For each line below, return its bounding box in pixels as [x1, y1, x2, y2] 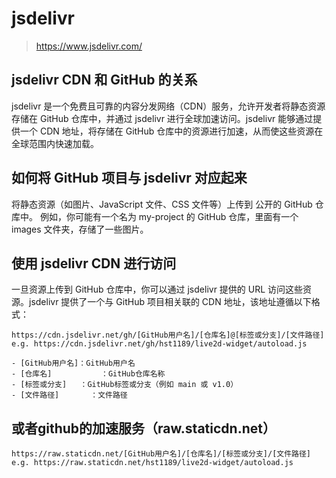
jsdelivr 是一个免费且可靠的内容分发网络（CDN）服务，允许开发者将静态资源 [11, 100, 326, 112]
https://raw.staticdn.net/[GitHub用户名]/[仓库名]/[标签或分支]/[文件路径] [11, 449, 312, 459]
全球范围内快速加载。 [11, 137, 99, 149]
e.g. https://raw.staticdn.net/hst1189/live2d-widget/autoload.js [11, 458, 294, 468]
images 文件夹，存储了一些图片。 [11, 223, 149, 235]
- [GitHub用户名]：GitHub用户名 [11, 358, 136, 369]
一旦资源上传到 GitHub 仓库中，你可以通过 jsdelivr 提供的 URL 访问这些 [11, 283, 304, 296]
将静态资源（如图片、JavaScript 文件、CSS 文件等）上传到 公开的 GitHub [11, 198, 313, 210]
